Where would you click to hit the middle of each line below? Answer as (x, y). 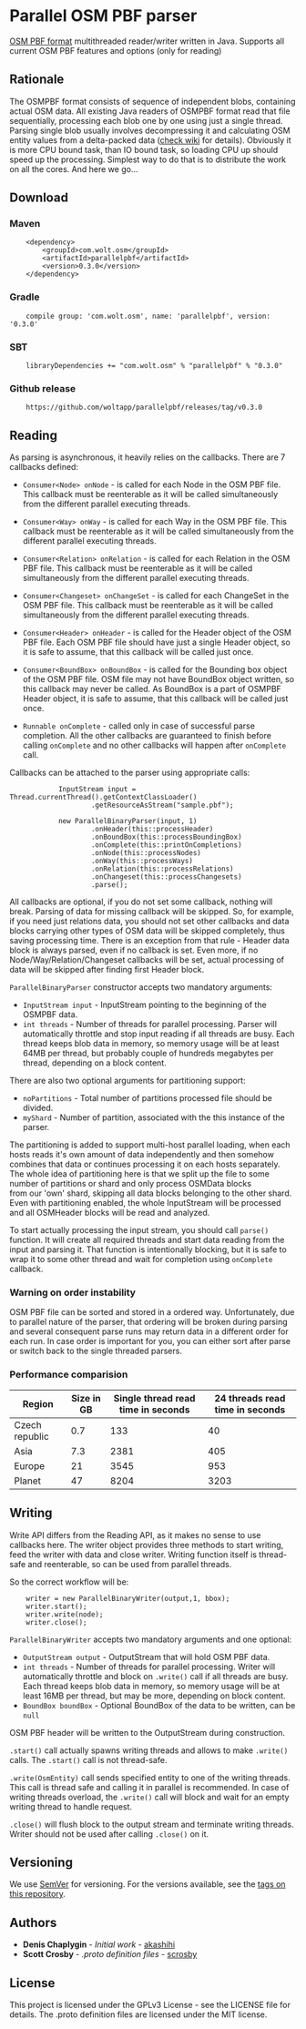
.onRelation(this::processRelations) (162, 869)
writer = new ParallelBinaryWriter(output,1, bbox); (128, 1598)
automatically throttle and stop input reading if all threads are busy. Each (158, 1034)
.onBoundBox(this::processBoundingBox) (167, 837)
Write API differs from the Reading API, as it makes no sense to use (135, 1534)
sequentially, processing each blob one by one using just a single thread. (146, 120)
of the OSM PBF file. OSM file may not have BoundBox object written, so (158, 679)
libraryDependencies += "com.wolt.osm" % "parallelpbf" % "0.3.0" (154, 366)
